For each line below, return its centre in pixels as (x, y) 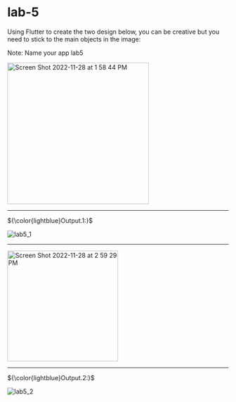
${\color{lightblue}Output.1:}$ (50, 220)
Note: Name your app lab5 (45, 53)
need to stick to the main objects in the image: (74, 39)
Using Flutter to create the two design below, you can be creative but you (113, 32)
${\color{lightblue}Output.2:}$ (51, 377)
